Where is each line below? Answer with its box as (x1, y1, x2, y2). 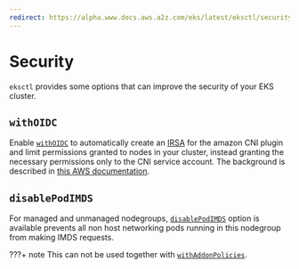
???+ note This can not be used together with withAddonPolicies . (9, 249, 247, 260)
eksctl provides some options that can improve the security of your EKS (9, 81, 274, 92)
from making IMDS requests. (9, 232, 114, 243)
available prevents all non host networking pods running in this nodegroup (9, 223, 282, 233)
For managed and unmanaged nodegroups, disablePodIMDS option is (9, 213, 260, 224)
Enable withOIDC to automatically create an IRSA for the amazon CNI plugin (9, 137, 283, 148)
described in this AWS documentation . (9, 166, 150, 176)
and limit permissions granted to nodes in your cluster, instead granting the (9, 147, 285, 158)
